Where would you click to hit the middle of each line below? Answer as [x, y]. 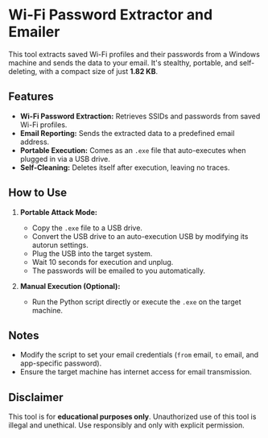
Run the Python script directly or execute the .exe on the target [136, 302]
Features [31, 97]
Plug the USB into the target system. [92, 253]
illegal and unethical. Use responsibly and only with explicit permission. [127, 425]
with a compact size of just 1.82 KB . [99, 71]
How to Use [38, 193]
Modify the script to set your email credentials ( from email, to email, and [139, 355]
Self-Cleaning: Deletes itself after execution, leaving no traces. [125, 167]
